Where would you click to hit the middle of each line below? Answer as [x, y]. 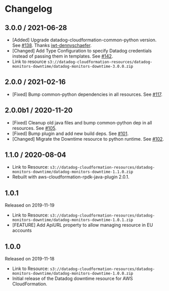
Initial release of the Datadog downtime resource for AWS [73, 279]
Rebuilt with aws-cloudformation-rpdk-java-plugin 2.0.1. [71, 177]
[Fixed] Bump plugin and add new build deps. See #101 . [70, 134]
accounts [22, 230]
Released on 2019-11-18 [30, 259]
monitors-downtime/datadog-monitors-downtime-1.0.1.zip [73, 220]
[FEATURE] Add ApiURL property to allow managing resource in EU [82, 225]
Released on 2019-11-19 [30, 205]
